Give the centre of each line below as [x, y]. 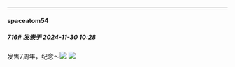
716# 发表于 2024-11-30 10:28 [52, 37]
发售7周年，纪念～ [34, 56]
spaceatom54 [28, 20]
